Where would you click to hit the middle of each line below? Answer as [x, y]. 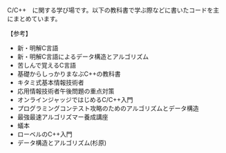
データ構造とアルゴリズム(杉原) [62, 143]
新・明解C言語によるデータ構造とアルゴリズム [83, 57]
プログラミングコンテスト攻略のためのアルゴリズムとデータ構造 [108, 108]
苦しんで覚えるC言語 [46, 65]
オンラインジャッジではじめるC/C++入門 [75, 100]
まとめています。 [37, 19]
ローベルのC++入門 [45, 134]
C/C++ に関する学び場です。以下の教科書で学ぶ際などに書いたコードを [110, 10]
